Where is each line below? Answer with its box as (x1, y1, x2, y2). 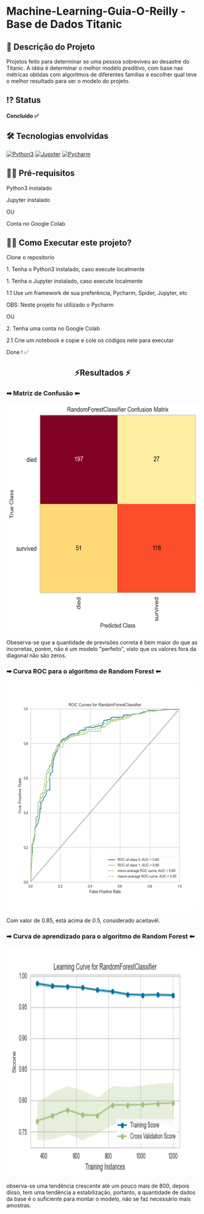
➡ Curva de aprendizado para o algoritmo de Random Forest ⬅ (6, 932, 195, 940)
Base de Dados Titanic (6, 17, 122, 31)
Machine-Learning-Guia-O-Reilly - (6, 4, 186, 18)
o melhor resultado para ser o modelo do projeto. (6, 78, 130, 84)
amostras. (6, 1201, 32, 1209)
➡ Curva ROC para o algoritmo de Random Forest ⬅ (6, 667, 161, 676)
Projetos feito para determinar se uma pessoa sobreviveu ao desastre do (6, 58, 190, 65)
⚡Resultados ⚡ (74, 367, 131, 378)
